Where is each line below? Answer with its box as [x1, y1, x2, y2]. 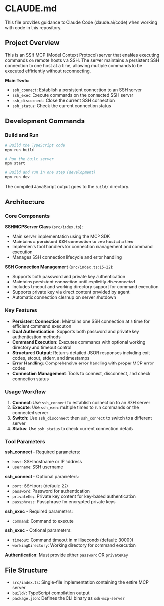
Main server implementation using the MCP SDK [12, 233, 110, 240]
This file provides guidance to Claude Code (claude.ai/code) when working [5, 19, 158, 25]
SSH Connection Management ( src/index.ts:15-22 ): [5, 264, 114, 270]
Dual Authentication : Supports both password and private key [12, 328, 139, 334]
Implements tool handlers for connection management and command [12, 244, 153, 250]
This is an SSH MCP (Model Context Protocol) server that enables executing [5, 52, 160, 58]
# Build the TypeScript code [5, 143, 65, 148]
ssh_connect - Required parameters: [5, 449, 80, 455]
